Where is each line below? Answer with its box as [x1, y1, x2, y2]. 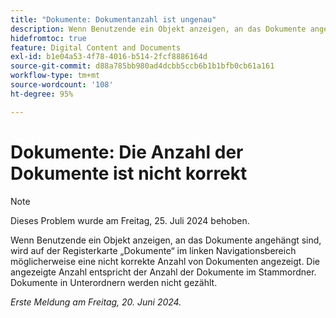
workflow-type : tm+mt [10, 71, 101, 81]
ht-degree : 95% [10, 89, 74, 99]
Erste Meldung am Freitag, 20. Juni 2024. [10, 296, 182, 308]
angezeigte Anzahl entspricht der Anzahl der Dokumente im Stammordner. [10, 266, 317, 278]
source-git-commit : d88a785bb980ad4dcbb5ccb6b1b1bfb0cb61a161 [10, 61, 275, 71]
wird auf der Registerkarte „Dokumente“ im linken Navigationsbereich [10, 244, 297, 256]
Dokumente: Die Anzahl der [10, 141, 244, 163]
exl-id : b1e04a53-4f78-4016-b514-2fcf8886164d [10, 52, 208, 62]
